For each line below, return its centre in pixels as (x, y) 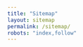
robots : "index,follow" (42, 33)
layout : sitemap (31, 20)
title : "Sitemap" (33, 13)
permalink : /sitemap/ (39, 26)
